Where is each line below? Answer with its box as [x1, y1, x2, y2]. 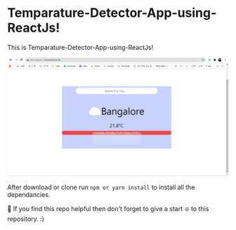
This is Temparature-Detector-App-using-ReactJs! [7, 43, 154, 51]
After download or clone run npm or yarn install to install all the [7, 183, 195, 191]
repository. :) [7, 215, 44, 223]
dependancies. [7, 190, 51, 198]
